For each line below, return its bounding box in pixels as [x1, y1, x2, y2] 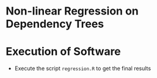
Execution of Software [5, 45, 122, 59]
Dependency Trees [5, 17, 104, 31]
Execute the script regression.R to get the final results [14, 65, 151, 72]
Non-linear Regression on [5, 4, 139, 18]
